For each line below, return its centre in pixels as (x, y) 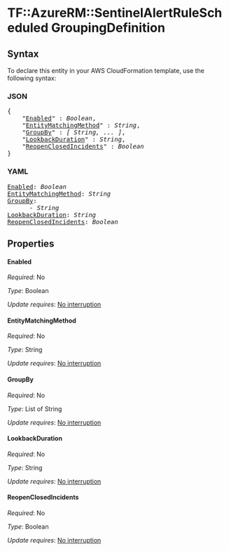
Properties (31, 244)
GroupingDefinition (109, 28)
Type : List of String (35, 408)
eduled (28, 28)
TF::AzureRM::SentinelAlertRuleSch (115, 13)
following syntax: (32, 78)
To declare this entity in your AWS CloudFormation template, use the (106, 71)
